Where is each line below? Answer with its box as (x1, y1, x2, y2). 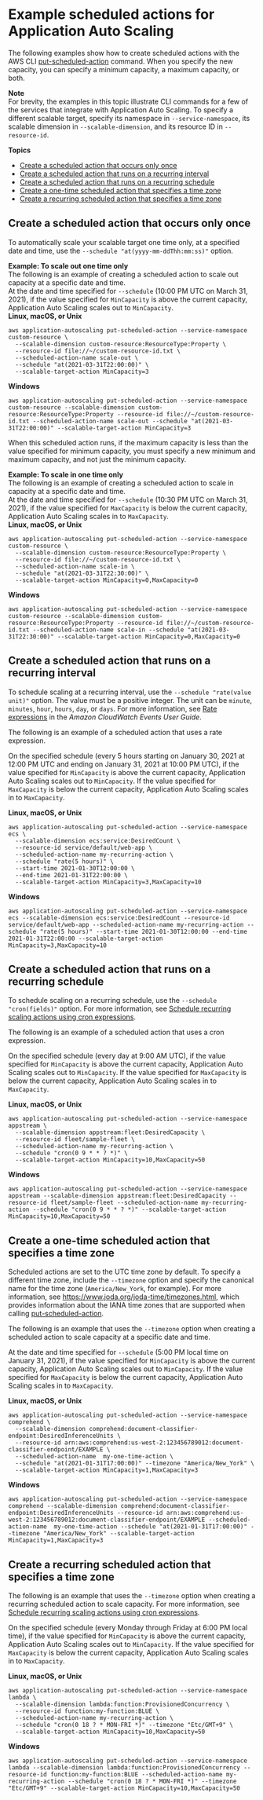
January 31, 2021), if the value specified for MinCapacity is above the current (8, 1356, 256, 1366)
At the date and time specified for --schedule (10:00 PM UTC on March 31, (8, 286, 249, 295)
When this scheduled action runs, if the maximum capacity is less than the (8, 437, 249, 447)
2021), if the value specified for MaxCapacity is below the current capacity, (8, 503, 247, 512)
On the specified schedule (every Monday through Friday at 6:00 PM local (8, 1623, 248, 1632)
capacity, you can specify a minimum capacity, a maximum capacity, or (8, 64, 239, 74)
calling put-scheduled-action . (8, 1309, 104, 1319)
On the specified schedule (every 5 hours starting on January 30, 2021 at (8, 751, 245, 760)
